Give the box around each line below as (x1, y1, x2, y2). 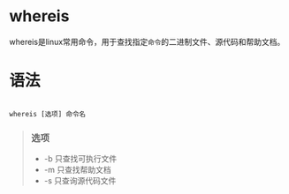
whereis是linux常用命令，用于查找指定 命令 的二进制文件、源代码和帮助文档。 (9, 36, 285, 47)
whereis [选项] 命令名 (9, 109, 87, 118)
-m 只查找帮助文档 (43, 165, 112, 175)
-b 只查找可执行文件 (43, 153, 118, 164)
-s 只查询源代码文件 (43, 175, 117, 186)
